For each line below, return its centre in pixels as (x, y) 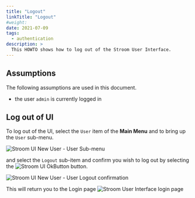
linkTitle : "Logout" (31, 17)
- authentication (32, 39)
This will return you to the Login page (51, 189)
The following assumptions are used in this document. (71, 87)
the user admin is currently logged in (58, 99)
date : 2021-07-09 (27, 28)
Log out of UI (30, 117)
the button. (47, 166)
